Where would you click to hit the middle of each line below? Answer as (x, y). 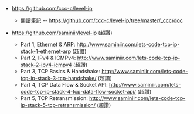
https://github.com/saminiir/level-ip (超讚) (62, 33)
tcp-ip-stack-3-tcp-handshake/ (58, 78)
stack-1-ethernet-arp (46, 51)
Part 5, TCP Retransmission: (54, 98)
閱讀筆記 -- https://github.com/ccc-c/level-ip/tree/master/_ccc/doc (101, 20)
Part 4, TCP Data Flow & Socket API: (64, 85)
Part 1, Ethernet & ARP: (48, 44)
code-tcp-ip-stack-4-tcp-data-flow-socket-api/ (78, 92)
